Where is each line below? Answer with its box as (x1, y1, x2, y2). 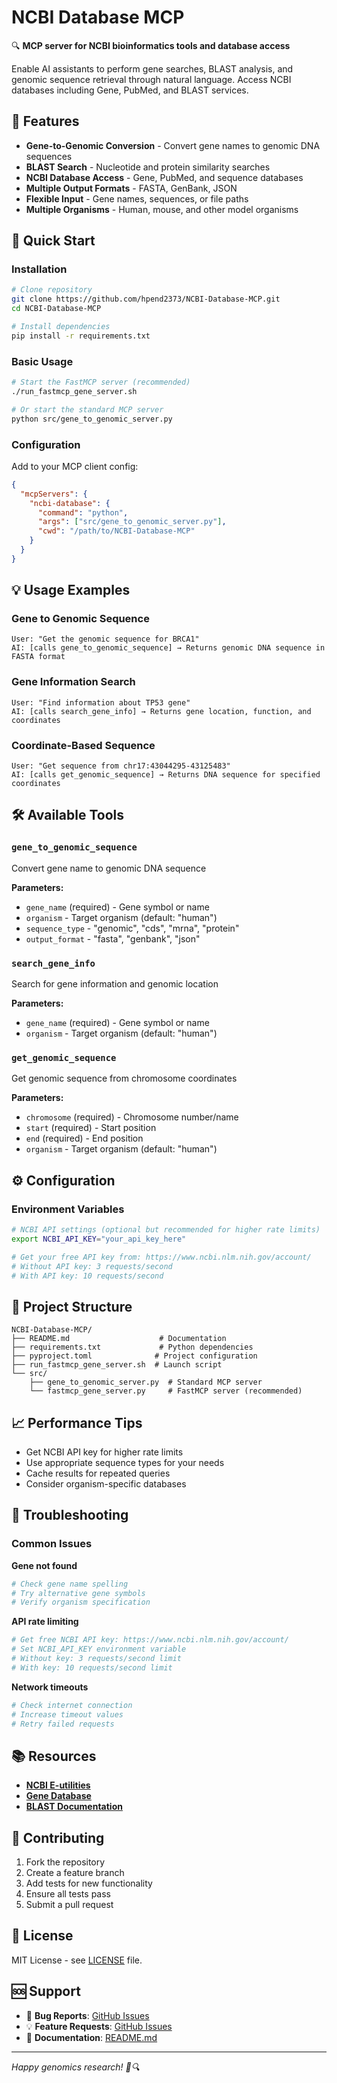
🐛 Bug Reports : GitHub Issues (25, 2009, 150, 2021)
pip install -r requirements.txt (11, 331, 151, 341)
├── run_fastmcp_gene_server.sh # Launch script (11, 1360, 223, 1370)
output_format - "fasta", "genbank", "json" (25, 932, 201, 945)
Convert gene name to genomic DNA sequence (11, 862, 207, 874)
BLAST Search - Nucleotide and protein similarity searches (25, 161, 271, 173)
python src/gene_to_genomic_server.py (11, 414, 173, 424)
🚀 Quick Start (11, 232, 96, 250)
